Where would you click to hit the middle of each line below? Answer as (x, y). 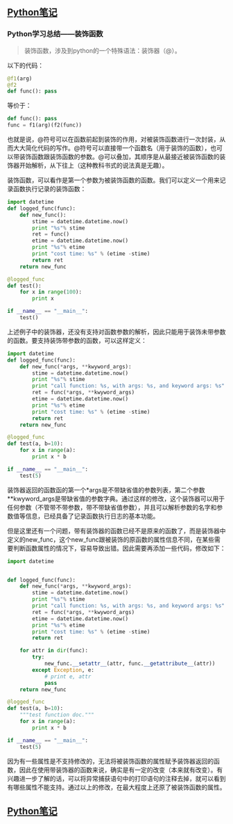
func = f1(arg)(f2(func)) (44, 125)
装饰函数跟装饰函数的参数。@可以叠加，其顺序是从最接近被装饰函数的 (119, 157)
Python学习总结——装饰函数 (55, 34)
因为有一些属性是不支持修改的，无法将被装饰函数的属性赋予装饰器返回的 (110, 761)
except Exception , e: (63, 670)
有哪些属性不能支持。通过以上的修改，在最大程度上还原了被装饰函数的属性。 (116, 787)
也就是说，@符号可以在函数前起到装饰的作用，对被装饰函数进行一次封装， (113, 139)
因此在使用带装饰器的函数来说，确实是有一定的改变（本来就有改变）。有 (121, 770)
